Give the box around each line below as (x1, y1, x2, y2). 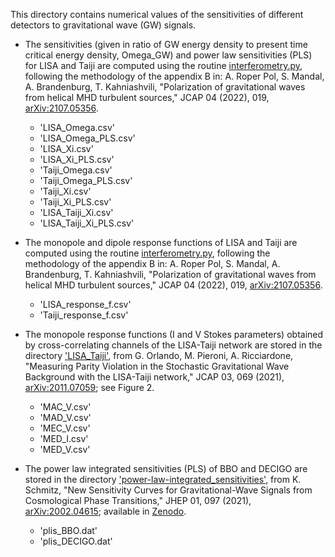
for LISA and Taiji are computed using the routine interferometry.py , (24, 60, 303, 71)
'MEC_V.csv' (39, 422, 91, 434)
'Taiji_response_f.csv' (39, 309, 129, 321)
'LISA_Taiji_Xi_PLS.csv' (39, 217, 135, 229)
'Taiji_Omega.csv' (39, 164, 113, 176)
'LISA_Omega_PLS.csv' (39, 132, 136, 144)
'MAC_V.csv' (39, 401, 92, 413)
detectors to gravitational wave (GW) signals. (10, 19, 197, 31)
